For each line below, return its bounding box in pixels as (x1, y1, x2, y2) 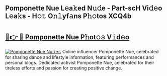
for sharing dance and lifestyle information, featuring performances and (5, 54, 154, 60)
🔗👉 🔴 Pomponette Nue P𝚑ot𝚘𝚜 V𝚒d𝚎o (5, 33, 130, 41)
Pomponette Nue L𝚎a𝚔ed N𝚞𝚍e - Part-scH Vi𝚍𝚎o (5, 4, 162, 13)
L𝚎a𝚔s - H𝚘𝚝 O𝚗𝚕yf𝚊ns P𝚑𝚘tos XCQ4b (5, 12, 132, 21)
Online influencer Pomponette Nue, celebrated (62, 49, 159, 54)
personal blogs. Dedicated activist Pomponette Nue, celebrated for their (5, 60, 154, 65)
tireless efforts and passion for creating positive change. (5, 65, 122, 71)
